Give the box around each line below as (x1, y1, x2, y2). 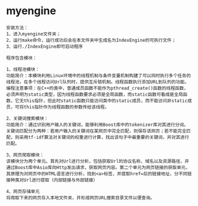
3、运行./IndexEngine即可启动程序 (6, 43, 83, 50)
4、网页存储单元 (6, 188, 40, 194)
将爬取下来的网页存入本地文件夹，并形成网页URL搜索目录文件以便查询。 (6, 195, 155, 201)
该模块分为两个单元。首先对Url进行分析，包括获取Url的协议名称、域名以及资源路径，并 (6, 158, 189, 164)
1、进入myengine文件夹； (6, 31, 61, 37)
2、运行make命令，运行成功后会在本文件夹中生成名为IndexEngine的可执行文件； (6, 37, 176, 43)
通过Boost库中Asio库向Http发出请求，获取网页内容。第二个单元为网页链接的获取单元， (6, 164, 190, 171)
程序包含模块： (6, 55, 37, 61)
